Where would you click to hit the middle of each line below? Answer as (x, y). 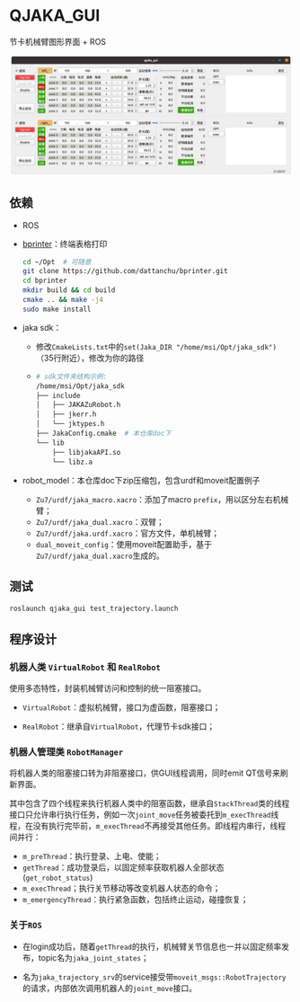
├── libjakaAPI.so (87, 452)
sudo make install (57, 309)
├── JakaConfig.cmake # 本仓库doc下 (104, 434)
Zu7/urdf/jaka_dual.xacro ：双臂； (100, 521)
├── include (58, 395)
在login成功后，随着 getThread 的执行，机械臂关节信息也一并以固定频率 (152, 946)
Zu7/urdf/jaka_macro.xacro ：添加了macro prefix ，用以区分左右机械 (162, 499)
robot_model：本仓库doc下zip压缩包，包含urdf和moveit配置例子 (141, 480)
